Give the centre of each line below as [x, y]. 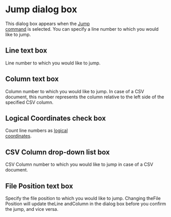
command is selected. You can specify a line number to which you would [82, 29]
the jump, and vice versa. [32, 209]
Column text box [32, 79]
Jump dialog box [41, 9]
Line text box [26, 50]
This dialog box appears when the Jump [48, 24]
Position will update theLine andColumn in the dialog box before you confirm [86, 204]
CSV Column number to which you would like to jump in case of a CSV [79, 164]
